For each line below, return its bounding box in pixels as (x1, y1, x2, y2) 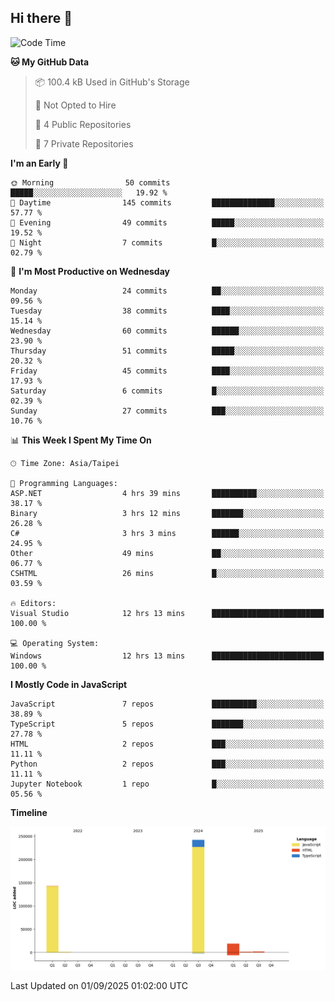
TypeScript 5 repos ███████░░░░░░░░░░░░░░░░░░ (10, 719, 325, 729)
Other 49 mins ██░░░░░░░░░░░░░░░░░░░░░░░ (10, 548, 325, 558)
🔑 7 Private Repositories (34, 137, 134, 150)
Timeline (10, 806, 48, 818)
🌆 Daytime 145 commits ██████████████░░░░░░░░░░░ (10, 197, 325, 208)
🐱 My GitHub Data (10, 56, 90, 68)
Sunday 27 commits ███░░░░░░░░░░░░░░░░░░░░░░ (10, 406, 325, 416)
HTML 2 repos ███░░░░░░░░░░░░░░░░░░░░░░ (10, 739, 325, 749)
